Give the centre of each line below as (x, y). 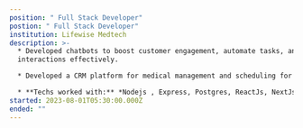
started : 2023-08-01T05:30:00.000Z (76, 100)
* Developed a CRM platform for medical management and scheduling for (155, 76)
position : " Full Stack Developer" (76, 18)
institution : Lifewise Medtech (68, 34)
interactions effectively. (68, 59)
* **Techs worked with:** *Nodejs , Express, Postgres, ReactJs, (143, 92)
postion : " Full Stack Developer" (74, 26)
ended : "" (28, 109)
